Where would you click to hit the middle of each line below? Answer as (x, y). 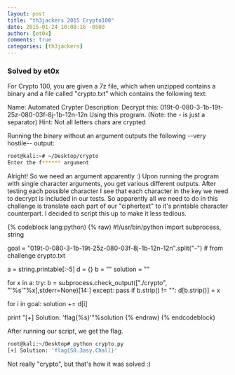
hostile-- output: (31, 143)
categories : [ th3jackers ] (45, 46)
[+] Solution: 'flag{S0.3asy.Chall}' (62, 350)
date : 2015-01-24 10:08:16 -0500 (56, 27)
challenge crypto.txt (36, 256)
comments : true (29, 40)
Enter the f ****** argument (48, 163)
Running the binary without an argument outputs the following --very (107, 136)
